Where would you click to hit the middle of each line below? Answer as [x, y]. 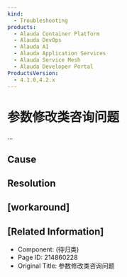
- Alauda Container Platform [57, 34]
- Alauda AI [32, 47]
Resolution [32, 184]
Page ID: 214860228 [48, 258]
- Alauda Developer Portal [54, 67]
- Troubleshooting [41, 21]
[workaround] [39, 207]
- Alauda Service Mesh [47, 60]
